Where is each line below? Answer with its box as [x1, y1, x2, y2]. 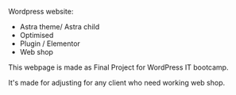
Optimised [19, 31, 54, 40]
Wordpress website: [8, 7, 74, 16]
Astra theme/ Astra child [19, 22, 100, 31]
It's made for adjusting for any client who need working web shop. [8, 78, 226, 87]
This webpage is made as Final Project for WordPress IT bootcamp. [8, 63, 229, 72]
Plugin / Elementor [19, 39, 81, 48]
